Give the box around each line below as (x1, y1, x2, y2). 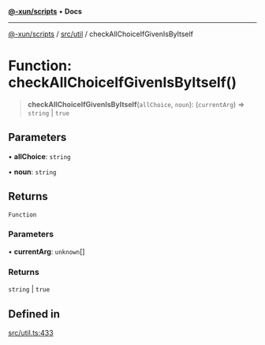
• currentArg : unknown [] (8, 247, 85, 256)
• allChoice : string (8, 151, 71, 161)
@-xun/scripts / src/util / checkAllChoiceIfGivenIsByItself (8, 29, 194, 39)
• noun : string (8, 167, 57, 176)
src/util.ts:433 (8, 328, 54, 337)
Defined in (8, 307, 61, 321)
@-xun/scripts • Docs (8, 7, 83, 16)
